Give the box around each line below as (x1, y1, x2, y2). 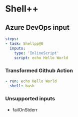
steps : (5, 36, 19, 41)
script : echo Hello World (14, 55, 68, 61)
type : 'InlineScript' (14, 50, 59, 55)
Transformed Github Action (5, 67, 73, 74)
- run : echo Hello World (5, 79, 57, 84)
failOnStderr (12, 106, 38, 112)
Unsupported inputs (5, 95, 55, 102)
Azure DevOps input (5, 23, 70, 32)
